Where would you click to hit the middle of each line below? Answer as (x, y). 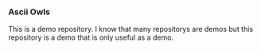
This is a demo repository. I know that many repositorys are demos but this (130, 29)
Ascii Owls (29, 12)
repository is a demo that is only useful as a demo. (91, 37)
